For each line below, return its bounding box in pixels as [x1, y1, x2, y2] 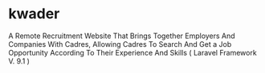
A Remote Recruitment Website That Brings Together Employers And [8, 31, 235, 40]
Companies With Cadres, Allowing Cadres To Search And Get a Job [8, 39, 232, 48]
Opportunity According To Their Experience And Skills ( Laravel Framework [8, 48, 257, 57]
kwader [8, 5, 60, 23]
